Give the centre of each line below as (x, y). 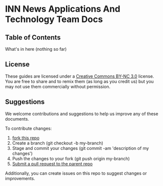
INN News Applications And (63, 9)
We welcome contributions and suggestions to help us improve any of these (82, 114)
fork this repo (26, 138)
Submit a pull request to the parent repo (52, 164)
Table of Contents (33, 37)
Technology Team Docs (54, 19)
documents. (17, 119)
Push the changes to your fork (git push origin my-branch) (71, 158)
